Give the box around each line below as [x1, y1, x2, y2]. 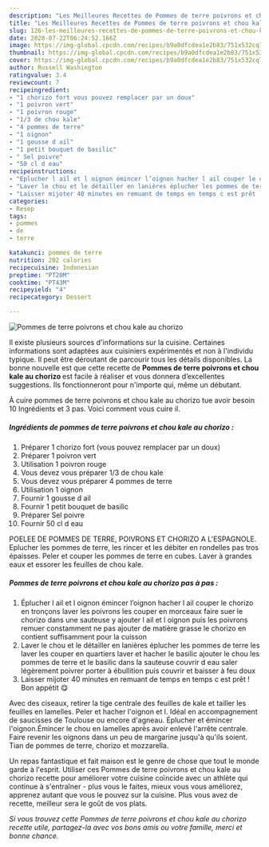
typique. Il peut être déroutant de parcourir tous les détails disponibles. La [9, 354, 252, 364]
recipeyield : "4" [9, 286, 67, 294]
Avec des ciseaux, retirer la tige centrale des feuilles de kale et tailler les [9, 698, 247, 707]
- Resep [9, 204, 35, 212]
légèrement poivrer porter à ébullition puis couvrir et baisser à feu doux [20, 666, 256, 675]
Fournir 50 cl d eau [20, 518, 83, 528]
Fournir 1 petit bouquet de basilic [20, 501, 129, 511]
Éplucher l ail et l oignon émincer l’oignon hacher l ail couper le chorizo [20, 598, 254, 608]
